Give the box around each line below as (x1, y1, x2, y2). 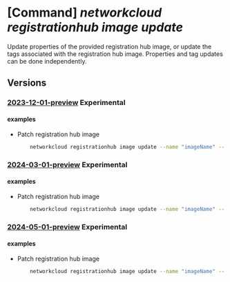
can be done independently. (7, 57, 87, 65)
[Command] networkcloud (7, 5, 162, 21)
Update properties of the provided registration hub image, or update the (7, 42, 212, 50)
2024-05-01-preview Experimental (7, 223, 128, 232)
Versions (7, 77, 47, 89)
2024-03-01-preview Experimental (7, 160, 128, 170)
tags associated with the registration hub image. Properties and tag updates (7, 50, 223, 58)
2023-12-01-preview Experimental (7, 98, 126, 108)
